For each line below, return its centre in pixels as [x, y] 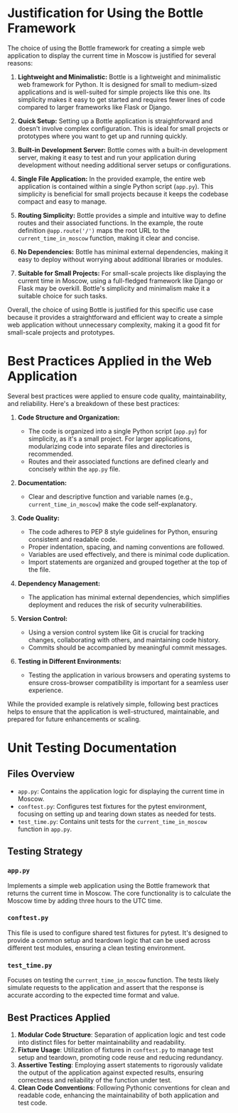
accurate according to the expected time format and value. [93, 996]
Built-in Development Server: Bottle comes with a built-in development [123, 150]
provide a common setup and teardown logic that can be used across [109, 940]
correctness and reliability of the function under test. [95, 1080]
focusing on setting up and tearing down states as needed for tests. [117, 814]
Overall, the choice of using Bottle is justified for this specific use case [110, 309]
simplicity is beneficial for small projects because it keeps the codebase [123, 194]
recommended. [50, 454]
